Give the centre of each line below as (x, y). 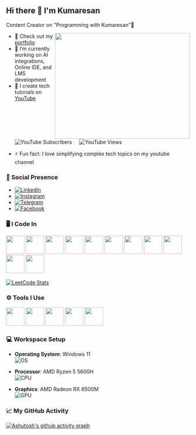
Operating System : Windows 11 (52, 354)
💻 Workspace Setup (36, 339)
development (30, 79)
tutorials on (28, 92)
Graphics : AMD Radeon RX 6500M (57, 389)
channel (24, 162)
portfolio (24, 42)
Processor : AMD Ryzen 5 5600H (54, 372)
